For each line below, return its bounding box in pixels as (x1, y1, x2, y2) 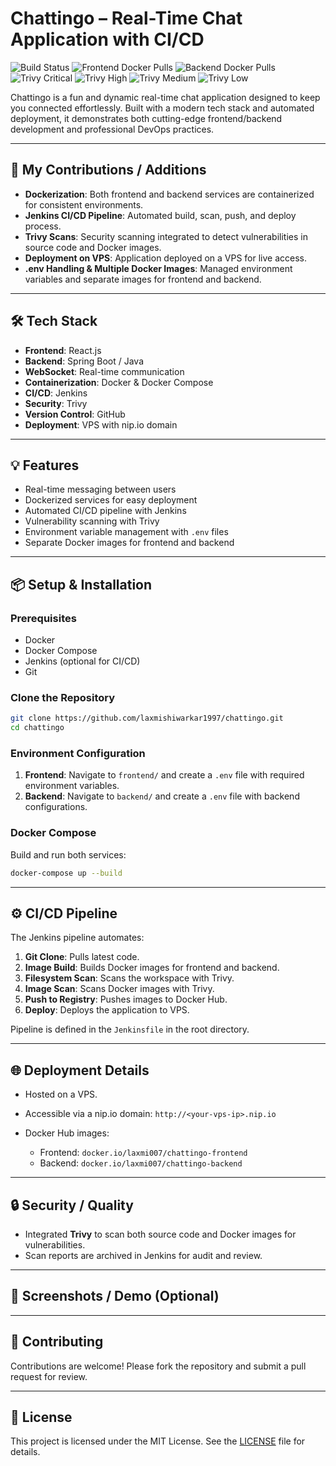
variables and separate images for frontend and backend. (24, 273, 262, 285)
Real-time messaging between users (24, 483, 177, 496)
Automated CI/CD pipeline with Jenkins (24, 505, 187, 517)
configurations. (24, 801, 88, 813)
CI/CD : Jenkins (24, 387, 88, 399)
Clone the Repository (10, 690, 116, 704)
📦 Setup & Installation (10, 576, 153, 593)
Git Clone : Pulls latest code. (24, 951, 140, 963)
